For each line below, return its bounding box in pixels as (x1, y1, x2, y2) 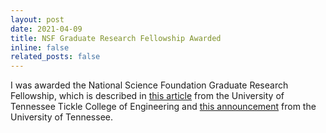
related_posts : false (10, 52, 101, 62)
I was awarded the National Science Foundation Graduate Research (10, 79, 289, 91)
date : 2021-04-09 (10, 24, 83, 34)
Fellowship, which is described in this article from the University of (10, 90, 285, 102)
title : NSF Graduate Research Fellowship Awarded (10, 33, 222, 43)
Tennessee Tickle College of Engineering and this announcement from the (10, 101, 317, 113)
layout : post (10, 14, 65, 25)
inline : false (10, 42, 70, 53)
